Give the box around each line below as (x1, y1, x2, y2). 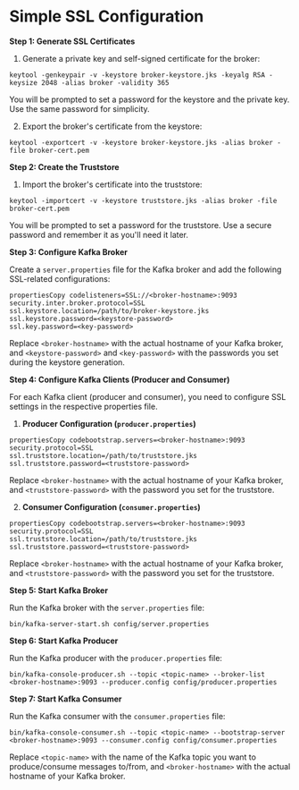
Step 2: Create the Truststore (9, 161, 120, 172)
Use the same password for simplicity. (9, 103, 150, 114)
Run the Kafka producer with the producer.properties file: (9, 652, 223, 663)
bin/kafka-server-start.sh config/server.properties (9, 619, 210, 628)
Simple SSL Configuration (9, 6, 204, 27)
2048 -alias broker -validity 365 (41, 78, 170, 87)
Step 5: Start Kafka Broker (9, 584, 109, 596)
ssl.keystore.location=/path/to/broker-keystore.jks (9, 306, 210, 315)
